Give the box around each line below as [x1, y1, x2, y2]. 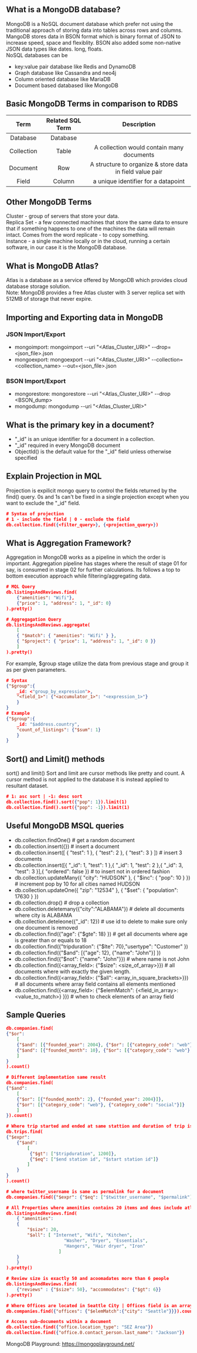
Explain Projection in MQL [6, 471, 102, 482]
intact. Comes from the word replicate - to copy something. [6, 231, 150, 238]
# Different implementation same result [6, 1075, 107, 1080]
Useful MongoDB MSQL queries [6, 821, 124, 831]
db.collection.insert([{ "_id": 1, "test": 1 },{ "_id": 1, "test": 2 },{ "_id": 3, [14, 861, 184, 868]
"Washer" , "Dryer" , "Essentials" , [63, 1238, 148, 1243]
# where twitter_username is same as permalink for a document [6, 1189, 164, 1195]
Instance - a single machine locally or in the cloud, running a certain [6, 238, 170, 245]
